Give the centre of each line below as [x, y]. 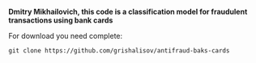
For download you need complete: [66, 36]
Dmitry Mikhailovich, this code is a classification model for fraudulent [128, 12]
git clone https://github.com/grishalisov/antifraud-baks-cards [119, 51]
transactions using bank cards [61, 20]
